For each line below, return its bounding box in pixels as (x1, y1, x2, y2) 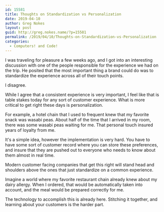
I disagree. (5, 82, 26, 88)
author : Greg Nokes (5, 21, 45, 26)
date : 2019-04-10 (5, 16, 41, 21)
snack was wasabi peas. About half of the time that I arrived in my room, (5, 117, 151, 122)
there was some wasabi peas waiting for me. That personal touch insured (5, 122, 153, 128)
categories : (5, 39, 29, 44)
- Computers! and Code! (9, 44, 58, 48)
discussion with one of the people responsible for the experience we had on (5, 62, 159, 68)
